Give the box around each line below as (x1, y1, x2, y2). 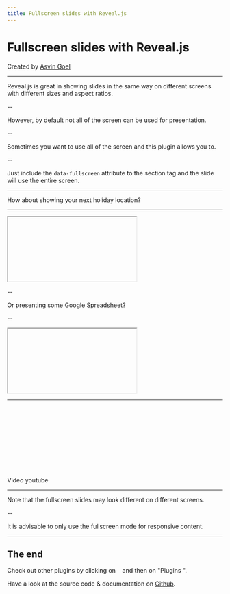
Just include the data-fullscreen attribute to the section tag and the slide (7, 169, 214, 177)
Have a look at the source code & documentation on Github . (7, 580, 176, 588)
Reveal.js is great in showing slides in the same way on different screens (7, 82, 212, 90)
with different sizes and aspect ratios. (7, 89, 114, 97)
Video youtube (7, 475, 49, 484)
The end (7, 548, 43, 560)
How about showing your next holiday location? (7, 196, 142, 204)
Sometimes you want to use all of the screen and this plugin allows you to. (7, 142, 216, 151)
